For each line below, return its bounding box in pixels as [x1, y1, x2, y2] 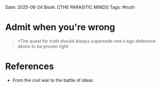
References [5, 61, 54, 72]
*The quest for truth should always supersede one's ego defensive [17, 38, 156, 44]
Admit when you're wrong [5, 22, 115, 33]
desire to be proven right [17, 43, 68, 49]
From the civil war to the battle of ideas [12, 77, 93, 83]
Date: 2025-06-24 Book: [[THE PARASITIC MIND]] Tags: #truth [5, 4, 135, 10]
